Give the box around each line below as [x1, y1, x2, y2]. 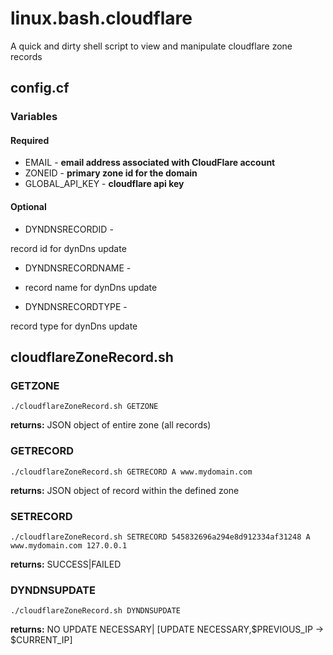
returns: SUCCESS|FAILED [10, 558, 122, 570]
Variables [10, 110, 58, 124]
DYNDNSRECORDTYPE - [24, 300, 128, 312]
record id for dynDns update [10, 242, 127, 254]
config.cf [10, 80, 70, 97]
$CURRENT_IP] [10, 634, 73, 646]
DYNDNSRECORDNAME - [24, 262, 132, 274]
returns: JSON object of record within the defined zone [10, 484, 240, 496]
